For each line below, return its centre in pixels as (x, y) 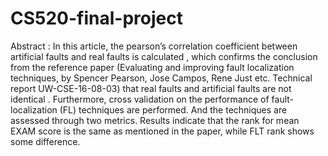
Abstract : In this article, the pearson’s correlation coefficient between (154, 46)
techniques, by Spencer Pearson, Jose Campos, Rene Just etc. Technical (161, 78)
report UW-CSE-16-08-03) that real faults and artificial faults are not (151, 88)
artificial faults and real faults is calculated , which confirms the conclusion (164, 56)
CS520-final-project (96, 18)
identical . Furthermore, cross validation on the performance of (140, 99)
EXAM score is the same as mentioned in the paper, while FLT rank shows (162, 131)
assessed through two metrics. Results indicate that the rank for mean (155, 120)
